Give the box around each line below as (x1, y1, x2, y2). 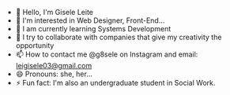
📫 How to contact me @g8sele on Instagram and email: (15, 49, 198, 59)
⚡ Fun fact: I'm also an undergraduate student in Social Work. (15, 79, 216, 87)
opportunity (15, 41, 55, 50)
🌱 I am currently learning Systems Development (15, 24, 172, 33)
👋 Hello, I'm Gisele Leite (15, 8, 93, 16)
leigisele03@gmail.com (15, 61, 92, 70)
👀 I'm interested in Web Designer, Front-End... (15, 16, 165, 25)
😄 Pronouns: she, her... (15, 69, 93, 79)
